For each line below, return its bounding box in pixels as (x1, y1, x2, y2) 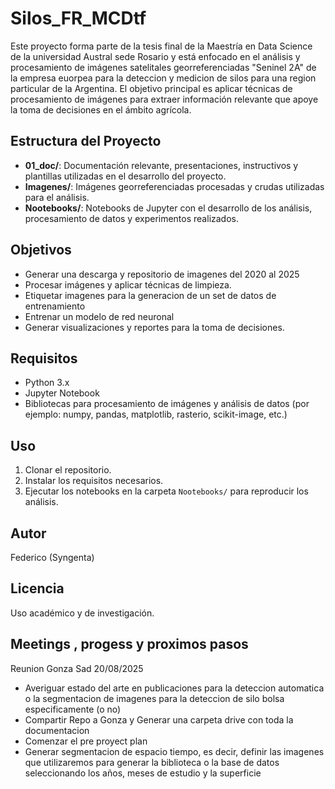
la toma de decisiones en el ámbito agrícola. (10, 103, 192, 116)
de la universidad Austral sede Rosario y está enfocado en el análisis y (10, 50, 301, 62)
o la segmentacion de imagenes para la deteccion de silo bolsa (24, 692, 285, 704)
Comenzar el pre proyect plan (24, 735, 148, 747)
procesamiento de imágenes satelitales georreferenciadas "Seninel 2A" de (10, 61, 317, 73)
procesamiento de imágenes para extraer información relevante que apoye (10, 93, 319, 105)
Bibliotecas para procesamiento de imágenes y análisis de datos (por (24, 398, 310, 410)
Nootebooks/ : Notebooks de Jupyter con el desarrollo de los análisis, (24, 202, 313, 214)
